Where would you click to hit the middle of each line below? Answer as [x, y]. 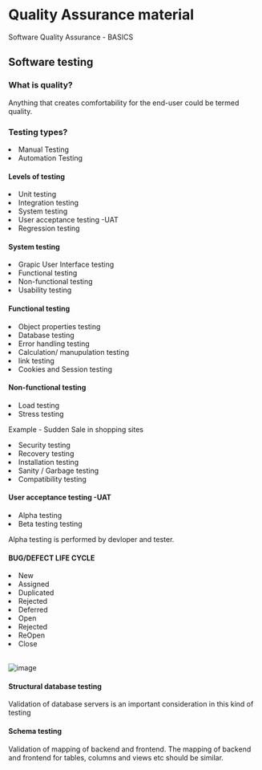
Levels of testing [37, 176]
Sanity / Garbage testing [59, 471]
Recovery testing [46, 453]
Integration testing [48, 203]
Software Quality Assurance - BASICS [71, 37]
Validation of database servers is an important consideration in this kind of [131, 704]
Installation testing [48, 462]
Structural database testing [55, 686]
